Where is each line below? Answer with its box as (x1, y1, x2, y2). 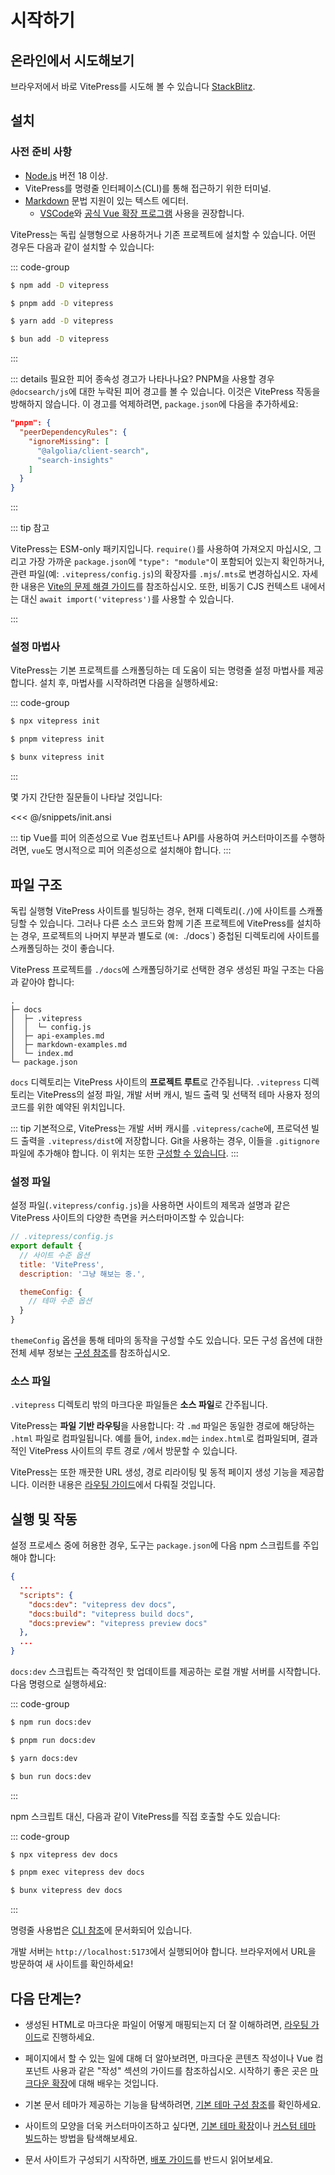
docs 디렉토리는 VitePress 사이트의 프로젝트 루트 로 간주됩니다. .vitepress (10, 1076, 302, 1088)
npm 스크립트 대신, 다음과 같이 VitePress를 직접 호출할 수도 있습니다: (10, 1810, 281, 1822)
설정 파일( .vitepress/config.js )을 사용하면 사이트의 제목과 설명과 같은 (10, 1199, 291, 1211)
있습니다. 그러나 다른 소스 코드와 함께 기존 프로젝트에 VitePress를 (39, 917, 295, 929)
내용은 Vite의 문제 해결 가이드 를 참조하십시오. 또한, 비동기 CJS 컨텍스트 (20, 581, 299, 593)
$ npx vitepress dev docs (10, 1849, 118, 1860)
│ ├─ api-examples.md (10, 1031, 105, 1041)
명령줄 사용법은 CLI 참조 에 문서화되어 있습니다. (10, 1924, 193, 1936)
